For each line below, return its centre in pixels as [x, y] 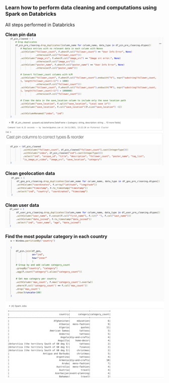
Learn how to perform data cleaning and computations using [81, 8]
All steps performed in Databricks [40, 25]
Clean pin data [21, 35]
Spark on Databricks [31, 14]
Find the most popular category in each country [56, 237]
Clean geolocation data [30, 173]
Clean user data [22, 205]
